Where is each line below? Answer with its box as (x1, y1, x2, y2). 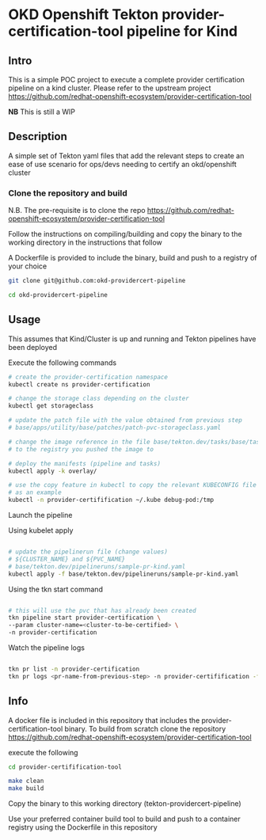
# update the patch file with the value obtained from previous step (8, 416, 243, 424)
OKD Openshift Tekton (8, 6, 159, 24)
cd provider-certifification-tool (8, 762, 123, 771)
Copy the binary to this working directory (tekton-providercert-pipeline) (8, 799, 241, 808)
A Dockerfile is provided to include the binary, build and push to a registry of (8, 253, 257, 263)
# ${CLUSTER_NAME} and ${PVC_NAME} (8, 555, 126, 563)
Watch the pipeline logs (8, 643, 85, 652)
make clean (8, 777, 44, 785)
